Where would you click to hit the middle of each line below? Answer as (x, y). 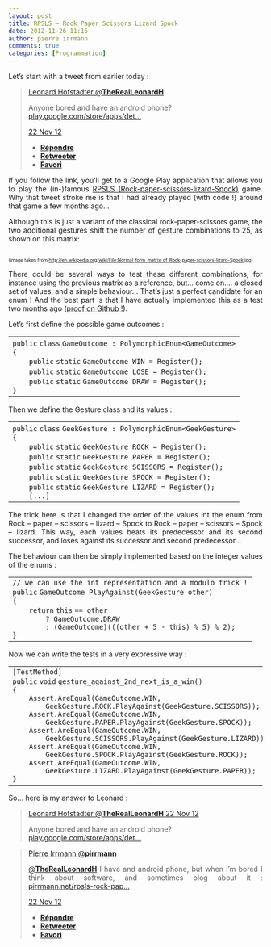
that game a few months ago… (59, 206)
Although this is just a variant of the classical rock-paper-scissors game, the (135, 222)
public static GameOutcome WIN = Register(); (116, 361)
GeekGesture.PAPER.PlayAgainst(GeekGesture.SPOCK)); (149, 722)
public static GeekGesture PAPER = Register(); (120, 457)
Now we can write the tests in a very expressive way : (98, 654)
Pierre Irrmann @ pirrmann (72, 853)
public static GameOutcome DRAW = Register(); (118, 381)
